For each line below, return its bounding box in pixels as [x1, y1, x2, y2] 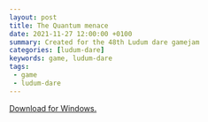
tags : [9, 63, 29, 72]
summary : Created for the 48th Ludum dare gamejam [9, 37, 200, 47]
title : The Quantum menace [9, 21, 109, 30]
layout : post [9, 12, 58, 22]
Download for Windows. [9, 103, 97, 113]
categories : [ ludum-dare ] [9, 46, 104, 55]
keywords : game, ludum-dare [9, 54, 113, 63]
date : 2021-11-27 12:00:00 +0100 [9, 29, 133, 38]
